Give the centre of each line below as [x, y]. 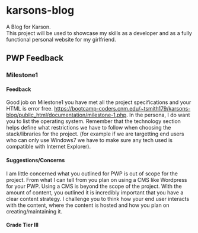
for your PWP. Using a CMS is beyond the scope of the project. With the [94, 186]
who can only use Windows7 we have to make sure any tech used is [90, 140]
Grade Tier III [22, 225]
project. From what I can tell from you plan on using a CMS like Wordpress [97, 180]
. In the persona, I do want [158, 115]
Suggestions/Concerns [36, 160]
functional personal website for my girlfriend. [61, 39]
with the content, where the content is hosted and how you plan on [88, 205]
